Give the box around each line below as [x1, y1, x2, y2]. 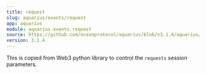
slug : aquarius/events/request [6, 15, 86, 21]
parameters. [6, 61, 37, 68]
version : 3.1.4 [6, 37, 45, 43]
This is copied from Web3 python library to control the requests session [6, 54, 188, 61]
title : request [6, 9, 45, 15]
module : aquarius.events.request [6, 26, 92, 32]
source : [6, 32, 26, 38]
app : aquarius [6, 20, 43, 26]
